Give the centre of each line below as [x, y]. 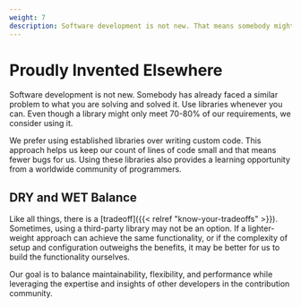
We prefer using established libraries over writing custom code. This [135, 141]
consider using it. [41, 124]
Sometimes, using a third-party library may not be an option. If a [128, 228]
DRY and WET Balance [73, 197]
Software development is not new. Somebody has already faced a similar [144, 95]
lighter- [261, 228]
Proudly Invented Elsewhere [116, 70]
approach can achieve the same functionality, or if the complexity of [162, 238]
